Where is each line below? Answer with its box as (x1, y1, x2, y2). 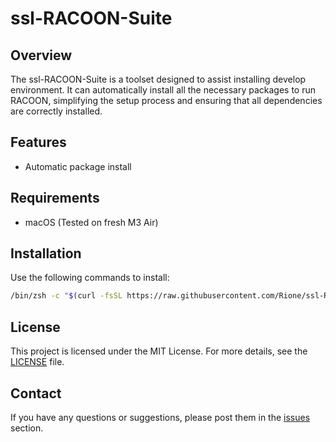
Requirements (10, 190, 100, 207)
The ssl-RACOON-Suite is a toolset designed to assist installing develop (10, 73, 307, 85)
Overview (10, 47, 73, 64)
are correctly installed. (10, 105, 103, 117)
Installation (10, 245, 82, 262)
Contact (10, 385, 62, 402)
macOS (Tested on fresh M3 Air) (24, 216, 159, 228)
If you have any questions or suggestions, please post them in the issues (10, 411, 311, 423)
